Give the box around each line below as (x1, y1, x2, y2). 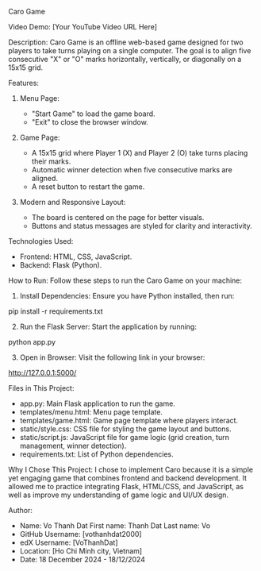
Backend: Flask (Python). (19, 260, 102, 269)
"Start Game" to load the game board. (31, 109, 156, 118)
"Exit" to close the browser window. (31, 118, 148, 126)
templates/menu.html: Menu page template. (19, 407, 163, 416)
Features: (8, 79, 40, 87)
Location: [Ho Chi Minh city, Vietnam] (19, 546, 143, 555)
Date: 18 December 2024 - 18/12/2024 (19, 555, 145, 564)
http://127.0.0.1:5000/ (8, 368, 77, 377)
